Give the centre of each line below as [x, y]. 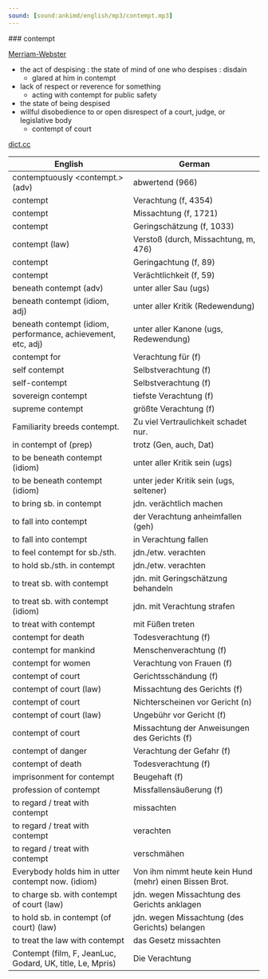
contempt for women [51, 663]
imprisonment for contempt [63, 776]
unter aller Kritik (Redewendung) [194, 306]
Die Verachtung [162, 958]
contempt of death [47, 764]
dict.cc [20, 144]
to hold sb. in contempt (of [62, 917]
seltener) [150, 490]
